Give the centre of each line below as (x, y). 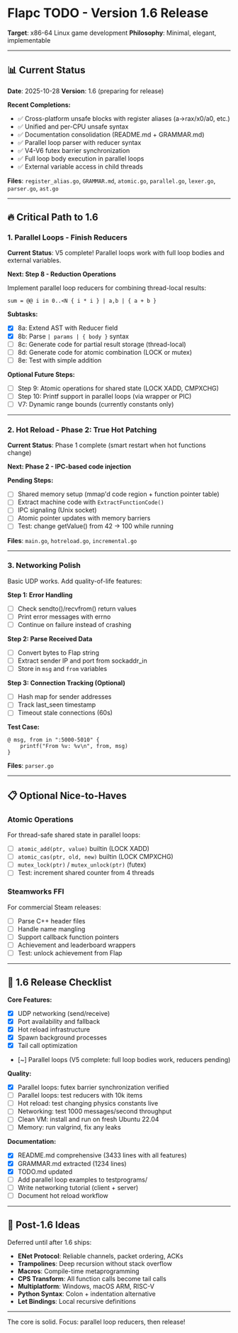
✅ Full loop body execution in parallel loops (81, 159)
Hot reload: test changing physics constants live (88, 1103)
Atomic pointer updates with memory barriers (84, 518)
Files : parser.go (31, 766)
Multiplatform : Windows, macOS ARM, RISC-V (86, 1286)
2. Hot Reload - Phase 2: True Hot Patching (82, 429)
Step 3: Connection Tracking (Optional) (66, 683)
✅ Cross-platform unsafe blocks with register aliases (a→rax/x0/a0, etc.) (124, 118)
